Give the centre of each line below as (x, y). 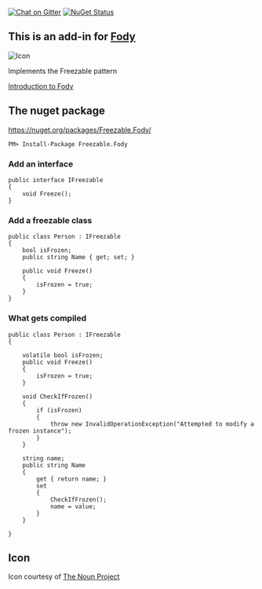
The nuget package (57, 111)
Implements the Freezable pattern (63, 71)
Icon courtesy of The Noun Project (64, 576)
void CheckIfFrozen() (57, 397)
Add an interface (41, 163)
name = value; (73, 507)
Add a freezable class (50, 220)
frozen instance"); (40, 431)
